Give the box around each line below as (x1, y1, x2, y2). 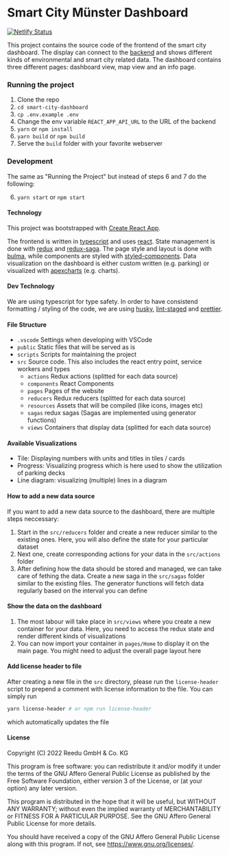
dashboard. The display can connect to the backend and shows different (7, 48, 213, 56)
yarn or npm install (16, 125, 73, 133)
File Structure (7, 320, 47, 329)
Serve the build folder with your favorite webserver (16, 140, 163, 148)
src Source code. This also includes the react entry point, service (16, 357, 202, 366)
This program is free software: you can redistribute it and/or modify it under (7, 762, 221, 770)
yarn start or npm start (16, 192, 86, 201)
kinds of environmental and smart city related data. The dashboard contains (7, 55, 221, 63)
